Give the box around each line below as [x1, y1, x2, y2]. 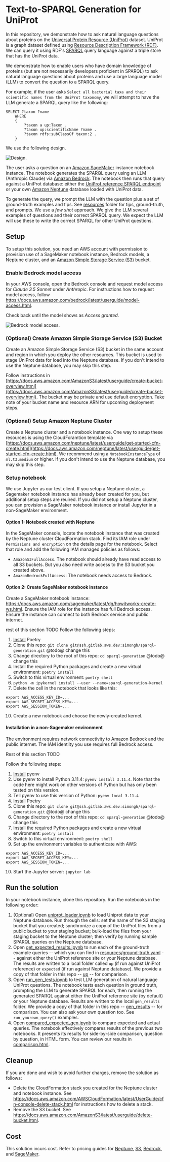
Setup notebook [6, 474, 46, 481]
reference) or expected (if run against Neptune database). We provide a [13, 966, 161, 972]
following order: [6, 902, 39, 908]
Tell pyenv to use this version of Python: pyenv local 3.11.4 [13, 792, 139, 798]
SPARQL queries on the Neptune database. [13, 939, 103, 945]
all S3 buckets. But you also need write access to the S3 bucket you [13, 561, 155, 568]
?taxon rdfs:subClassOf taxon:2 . [24, 131, 97, 137]
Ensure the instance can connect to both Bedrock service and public [6, 611, 149, 618]
